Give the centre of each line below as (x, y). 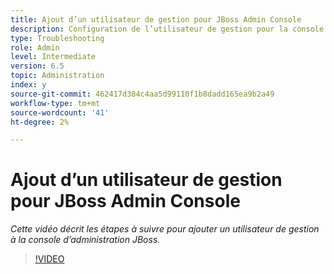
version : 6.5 (37, 66)
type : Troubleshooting (57, 38)
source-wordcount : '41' (60, 112)
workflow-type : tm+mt (55, 103)
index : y (28, 85)
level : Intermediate (53, 57)
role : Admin (35, 47)
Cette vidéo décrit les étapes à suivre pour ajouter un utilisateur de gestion (165, 229)
